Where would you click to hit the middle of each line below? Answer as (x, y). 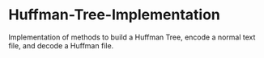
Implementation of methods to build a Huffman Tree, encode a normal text (132, 37)
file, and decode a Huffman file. (61, 45)
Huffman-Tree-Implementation (115, 15)
